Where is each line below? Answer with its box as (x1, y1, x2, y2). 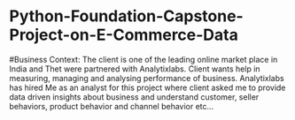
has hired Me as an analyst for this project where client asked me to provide (9, 82, 286, 93)
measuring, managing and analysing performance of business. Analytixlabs (9, 72, 285, 83)
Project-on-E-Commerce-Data (9, 25, 239, 45)
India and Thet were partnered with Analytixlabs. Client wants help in (9, 64, 260, 74)
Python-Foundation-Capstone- (9, 6, 244, 26)
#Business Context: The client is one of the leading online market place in (9, 54, 278, 64)
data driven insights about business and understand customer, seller (9, 91, 260, 102)
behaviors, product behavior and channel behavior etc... (9, 101, 214, 111)
